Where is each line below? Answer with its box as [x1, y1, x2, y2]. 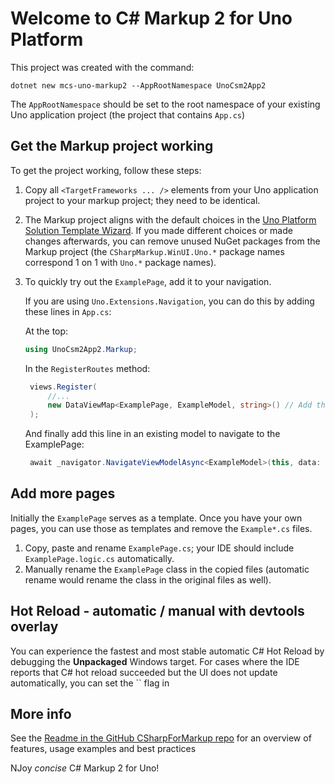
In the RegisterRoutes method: [24, 362, 151, 374]
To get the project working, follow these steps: [10, 164, 202, 176]
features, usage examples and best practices [10, 743, 197, 755]
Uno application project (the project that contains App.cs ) [10, 108, 246, 121]
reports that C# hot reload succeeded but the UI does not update [10, 666, 278, 678]
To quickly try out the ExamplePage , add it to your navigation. [24, 275, 272, 287]
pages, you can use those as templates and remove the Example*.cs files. [10, 522, 313, 534]
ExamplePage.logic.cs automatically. [24, 552, 175, 564]
